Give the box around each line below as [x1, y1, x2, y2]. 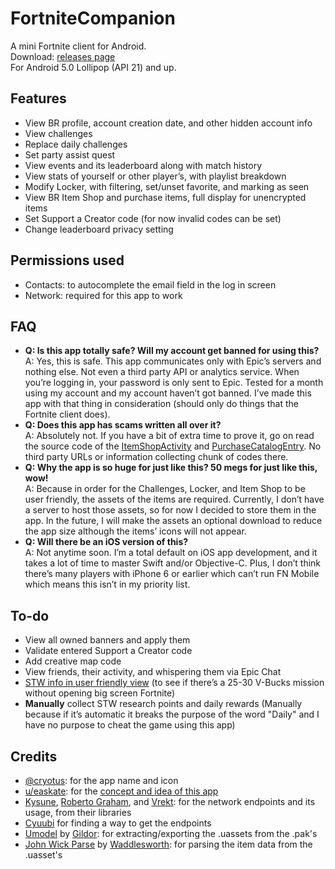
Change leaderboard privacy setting [24, 223, 174, 235]
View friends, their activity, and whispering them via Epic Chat [24, 666, 282, 678]
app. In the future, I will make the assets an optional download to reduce [24, 515, 323, 527]
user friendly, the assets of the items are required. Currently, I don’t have [24, 493, 325, 506]
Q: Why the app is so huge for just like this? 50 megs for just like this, [24, 462, 318, 474]
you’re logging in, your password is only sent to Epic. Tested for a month [24, 377, 324, 389]
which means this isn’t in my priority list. [24, 578, 191, 591]
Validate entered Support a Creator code [24, 645, 193, 657]
